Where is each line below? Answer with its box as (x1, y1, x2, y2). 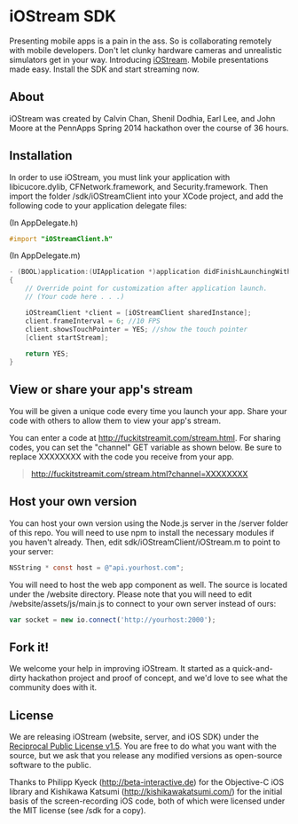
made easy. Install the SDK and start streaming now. (9, 64, 200, 75)
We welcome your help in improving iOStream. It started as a (9, 663, 231, 674)
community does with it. (9, 682, 98, 693)
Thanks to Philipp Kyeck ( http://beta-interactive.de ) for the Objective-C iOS (9, 777, 285, 788)
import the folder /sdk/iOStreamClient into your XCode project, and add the (9, 191, 284, 201)
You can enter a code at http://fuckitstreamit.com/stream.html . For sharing (9, 432, 281, 443)
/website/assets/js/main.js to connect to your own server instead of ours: (9, 598, 277, 608)
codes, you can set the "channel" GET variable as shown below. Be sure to (9, 442, 282, 452)
